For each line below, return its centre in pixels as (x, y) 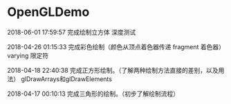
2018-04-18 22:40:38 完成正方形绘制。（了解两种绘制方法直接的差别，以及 (113, 70)
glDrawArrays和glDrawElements (66, 79)
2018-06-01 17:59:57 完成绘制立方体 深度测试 (72, 32)
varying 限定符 (28, 55)
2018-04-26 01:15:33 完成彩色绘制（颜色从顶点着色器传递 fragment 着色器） (116, 46)
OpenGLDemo (48, 12)
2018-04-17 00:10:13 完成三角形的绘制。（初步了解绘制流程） (93, 94)
